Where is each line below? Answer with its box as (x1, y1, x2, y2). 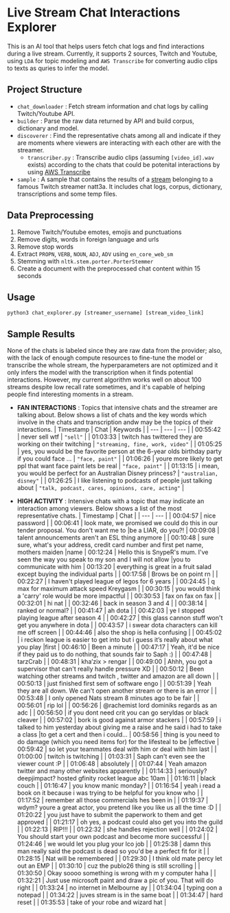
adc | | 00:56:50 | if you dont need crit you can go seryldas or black (16, 708, 209, 717)
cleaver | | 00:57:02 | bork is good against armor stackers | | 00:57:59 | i (16, 716, 222, 724)
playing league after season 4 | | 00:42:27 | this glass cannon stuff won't (16, 614, 223, 622)
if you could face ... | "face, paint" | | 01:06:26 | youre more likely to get (16, 454, 223, 463)
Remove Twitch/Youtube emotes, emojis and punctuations (16, 228, 182, 236)
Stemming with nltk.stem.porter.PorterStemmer (16, 257, 154, 265)
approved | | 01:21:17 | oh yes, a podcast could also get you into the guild (16, 818, 223, 827)
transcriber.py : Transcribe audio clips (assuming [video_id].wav (27, 153, 215, 161)
